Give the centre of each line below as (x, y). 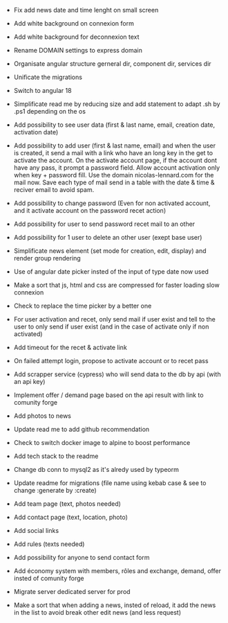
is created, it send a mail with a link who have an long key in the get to (113, 153)
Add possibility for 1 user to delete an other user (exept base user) (108, 237)
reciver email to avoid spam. (54, 190)
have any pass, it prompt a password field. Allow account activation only (117, 168)
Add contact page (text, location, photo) (70, 517)
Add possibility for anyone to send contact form (82, 558)
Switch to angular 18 (42, 90)
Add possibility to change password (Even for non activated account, (112, 203)
